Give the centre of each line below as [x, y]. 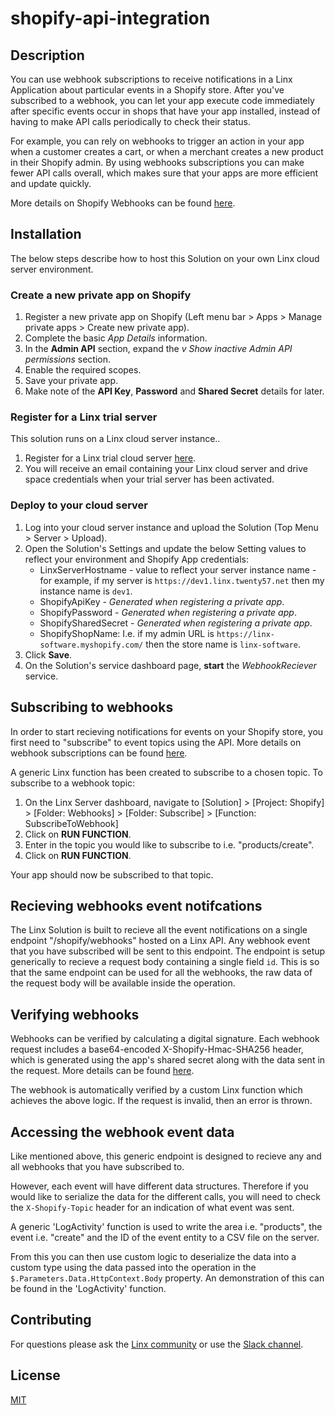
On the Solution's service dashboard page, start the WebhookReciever [170, 665]
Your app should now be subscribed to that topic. [112, 874]
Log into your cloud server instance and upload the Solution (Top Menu [171, 527]
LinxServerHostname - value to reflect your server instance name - [178, 569]
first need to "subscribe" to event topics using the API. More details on [156, 742]
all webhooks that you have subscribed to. [97, 1166]
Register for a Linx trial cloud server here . [110, 458]
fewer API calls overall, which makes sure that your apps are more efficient [164, 173]
